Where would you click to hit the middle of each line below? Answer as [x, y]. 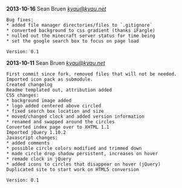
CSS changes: [23, 95]
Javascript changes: [32, 138]
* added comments [28, 143]
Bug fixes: [20, 20]
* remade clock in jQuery [39, 159]
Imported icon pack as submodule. [50, 79]
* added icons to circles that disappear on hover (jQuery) [84, 164]
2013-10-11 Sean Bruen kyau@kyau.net [56, 63]
